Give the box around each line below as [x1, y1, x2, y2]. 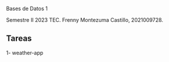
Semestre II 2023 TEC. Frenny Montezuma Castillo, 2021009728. [6, 17, 164, 23]
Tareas [6, 34, 32, 44]
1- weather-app [6, 49, 44, 56]
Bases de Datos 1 [6, 5, 48, 12]
